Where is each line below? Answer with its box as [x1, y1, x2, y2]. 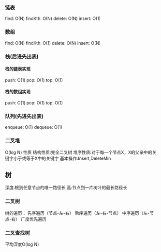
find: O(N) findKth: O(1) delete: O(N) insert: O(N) [5, 40, 101, 46]
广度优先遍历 [21, 216, 47, 222]
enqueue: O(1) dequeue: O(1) [5, 124, 63, 130]
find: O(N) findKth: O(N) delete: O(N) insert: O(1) [5, 16, 101, 21]
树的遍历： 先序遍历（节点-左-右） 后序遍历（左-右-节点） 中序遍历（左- [5, 210, 150, 216]
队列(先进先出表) [5, 113, 44, 119]
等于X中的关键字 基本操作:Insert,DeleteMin [26, 155, 111, 161]
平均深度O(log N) [5, 241, 39, 247]
